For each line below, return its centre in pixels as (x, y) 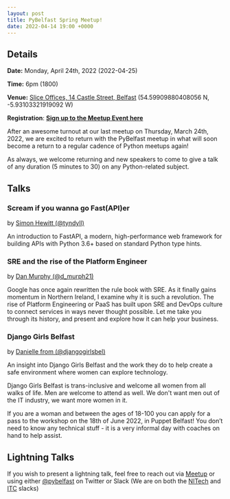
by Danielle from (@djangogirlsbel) (56, 352)
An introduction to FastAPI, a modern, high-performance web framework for (115, 236)
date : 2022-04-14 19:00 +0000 (50, 26)
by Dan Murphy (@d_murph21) (50, 277)
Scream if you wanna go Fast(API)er (69, 208)
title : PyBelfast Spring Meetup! (55, 20)
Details (22, 54)
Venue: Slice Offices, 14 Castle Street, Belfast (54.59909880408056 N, (108, 98)
